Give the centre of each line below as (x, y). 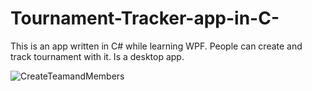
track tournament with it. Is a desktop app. (97, 56)
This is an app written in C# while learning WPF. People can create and (156, 46)
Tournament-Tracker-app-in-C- (145, 18)
